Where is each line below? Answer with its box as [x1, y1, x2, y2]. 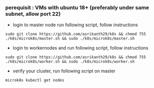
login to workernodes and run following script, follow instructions [12, 45, 148, 51]
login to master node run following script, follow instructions [12, 22, 138, 28]
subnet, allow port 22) [5, 10, 61, 17]
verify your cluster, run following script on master [12, 68, 115, 74]
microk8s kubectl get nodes [5, 78, 65, 83]
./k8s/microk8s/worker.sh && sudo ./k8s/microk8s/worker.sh [5, 59, 135, 64]
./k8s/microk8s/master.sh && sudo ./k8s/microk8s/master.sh [5, 36, 135, 41]
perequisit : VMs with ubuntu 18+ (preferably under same [5, 4, 149, 11]
